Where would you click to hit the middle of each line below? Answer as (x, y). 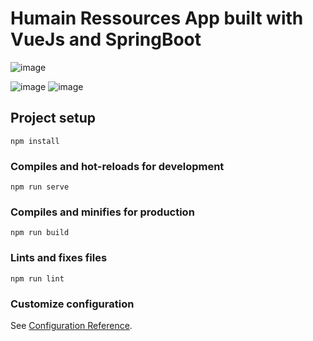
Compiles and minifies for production (102, 212)
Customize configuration (72, 304)
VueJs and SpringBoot (106, 39)
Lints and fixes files (59, 258)
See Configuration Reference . (71, 325)
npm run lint (37, 278)
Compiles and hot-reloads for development (117, 166)
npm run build (40, 233)
